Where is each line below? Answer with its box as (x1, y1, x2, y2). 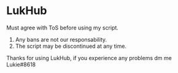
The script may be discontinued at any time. (15, 42, 127, 50)
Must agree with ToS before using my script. (6, 24, 118, 31)
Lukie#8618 (6, 61, 36, 68)
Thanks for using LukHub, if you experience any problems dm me (6, 54, 172, 61)
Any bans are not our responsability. (15, 36, 107, 43)
